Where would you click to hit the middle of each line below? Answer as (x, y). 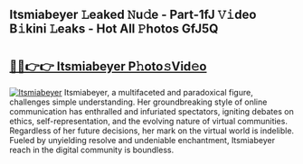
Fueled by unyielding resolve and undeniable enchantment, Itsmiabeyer (142, 140)
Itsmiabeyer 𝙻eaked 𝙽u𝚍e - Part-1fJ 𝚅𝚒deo (133, 15)
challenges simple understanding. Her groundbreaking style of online (138, 102)
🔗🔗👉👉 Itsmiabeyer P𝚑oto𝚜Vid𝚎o (108, 66)
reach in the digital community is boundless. (92, 150)
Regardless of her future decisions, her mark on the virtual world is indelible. (152, 131)
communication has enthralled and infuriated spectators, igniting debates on (151, 111)
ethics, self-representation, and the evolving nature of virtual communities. (148, 121)
